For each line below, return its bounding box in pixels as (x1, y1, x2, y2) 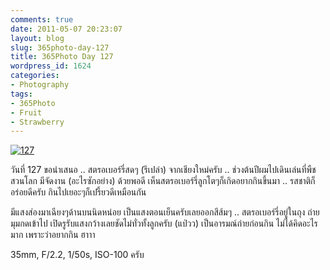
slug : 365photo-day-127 (10, 42, 110, 53)
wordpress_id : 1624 (10, 61, 92, 71)
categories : (10, 71, 60, 81)
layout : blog (10, 33, 65, 43)
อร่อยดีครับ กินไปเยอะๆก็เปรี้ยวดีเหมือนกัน (10, 186, 147, 198)
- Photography (10, 80, 70, 90)
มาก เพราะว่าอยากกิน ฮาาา (10, 229, 96, 241)
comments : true (10, 14, 74, 25)
